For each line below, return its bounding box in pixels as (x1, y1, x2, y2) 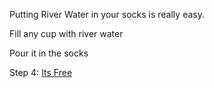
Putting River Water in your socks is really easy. (9, 9, 205, 20)
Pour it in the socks (9, 47, 89, 59)
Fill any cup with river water (9, 28, 124, 39)
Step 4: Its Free (9, 67, 73, 78)
